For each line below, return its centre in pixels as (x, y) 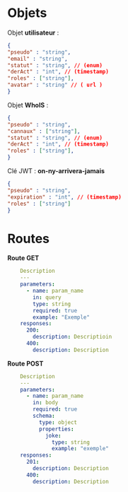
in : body (46, 403)
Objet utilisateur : (33, 33)
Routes (28, 239)
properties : (56, 429)
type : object (58, 422)
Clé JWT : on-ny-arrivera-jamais (56, 171)
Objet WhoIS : (28, 105)
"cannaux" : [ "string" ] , (44, 131)
